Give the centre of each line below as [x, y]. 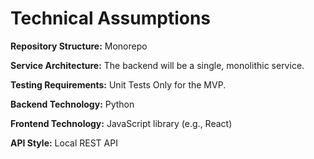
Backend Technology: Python [72, 104]
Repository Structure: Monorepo [79, 46]
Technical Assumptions [111, 18]
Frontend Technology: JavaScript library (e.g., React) [121, 123]
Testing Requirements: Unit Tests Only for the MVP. [118, 84]
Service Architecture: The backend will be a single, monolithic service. [157, 65]
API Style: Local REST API [64, 143]
